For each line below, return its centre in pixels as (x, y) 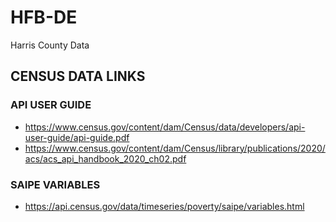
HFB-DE (44, 17)
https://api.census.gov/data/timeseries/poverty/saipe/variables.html (164, 206)
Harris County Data (50, 45)
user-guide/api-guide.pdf (77, 137)
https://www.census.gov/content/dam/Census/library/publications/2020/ (175, 148)
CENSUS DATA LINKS (78, 76)
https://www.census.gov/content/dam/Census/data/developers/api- (165, 127)
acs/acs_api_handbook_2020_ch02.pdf (105, 158)
